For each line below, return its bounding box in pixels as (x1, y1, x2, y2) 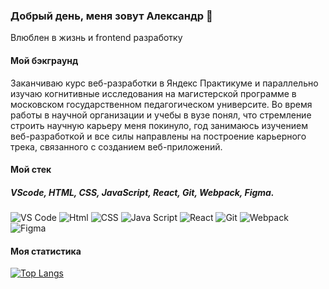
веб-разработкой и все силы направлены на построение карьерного (10, 130, 307, 142)
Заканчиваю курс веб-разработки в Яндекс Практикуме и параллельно (10, 77, 319, 89)
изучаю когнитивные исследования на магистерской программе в (10, 87, 297, 99)
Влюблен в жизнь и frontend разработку (10, 32, 183, 44)
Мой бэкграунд (10, 54, 79, 66)
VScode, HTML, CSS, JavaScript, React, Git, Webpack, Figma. (10, 186, 275, 198)
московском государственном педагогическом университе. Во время (10, 98, 313, 110)
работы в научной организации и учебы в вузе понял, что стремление (10, 109, 312, 121)
